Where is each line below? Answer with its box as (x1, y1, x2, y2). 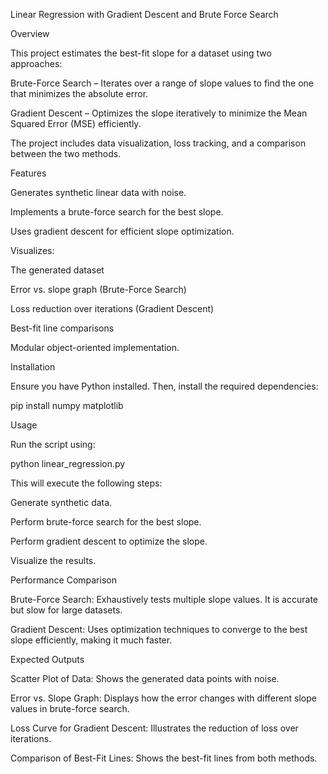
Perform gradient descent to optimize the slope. (10, 535, 208, 547)
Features (10, 167, 47, 179)
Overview (10, 28, 50, 39)
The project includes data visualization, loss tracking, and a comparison (10, 137, 307, 149)
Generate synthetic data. (10, 497, 113, 508)
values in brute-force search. (10, 703, 130, 714)
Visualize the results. (10, 555, 97, 566)
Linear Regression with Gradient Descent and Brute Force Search (10, 9, 279, 20)
